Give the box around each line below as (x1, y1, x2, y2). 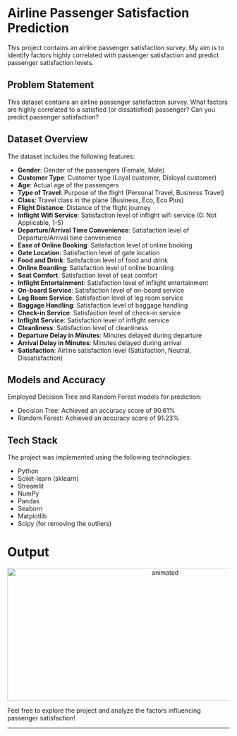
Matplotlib (17, 512, 47, 520)
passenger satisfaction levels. (7, 58, 94, 66)
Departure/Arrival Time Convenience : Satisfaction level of (17, 226, 190, 234)
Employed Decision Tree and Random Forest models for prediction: (7, 392, 202, 401)
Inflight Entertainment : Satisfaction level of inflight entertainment (17, 278, 209, 287)
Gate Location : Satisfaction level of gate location (17, 248, 160, 257)
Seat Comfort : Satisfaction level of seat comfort (17, 271, 158, 279)
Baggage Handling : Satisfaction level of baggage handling (17, 300, 188, 309)
